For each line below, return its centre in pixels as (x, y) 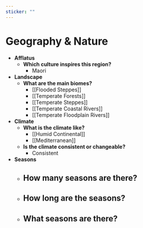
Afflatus (24, 58)
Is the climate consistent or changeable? (74, 146)
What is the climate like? (54, 127)
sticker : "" (20, 12)
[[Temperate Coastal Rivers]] (67, 109)
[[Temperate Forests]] (59, 95)
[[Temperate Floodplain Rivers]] (71, 115)
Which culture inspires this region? (67, 64)
